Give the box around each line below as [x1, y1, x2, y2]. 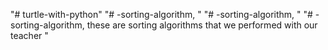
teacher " [10, 30, 49, 41]
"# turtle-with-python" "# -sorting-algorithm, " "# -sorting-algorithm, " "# [10, 9, 313, 20]
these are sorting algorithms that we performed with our [86, 19, 318, 31]
